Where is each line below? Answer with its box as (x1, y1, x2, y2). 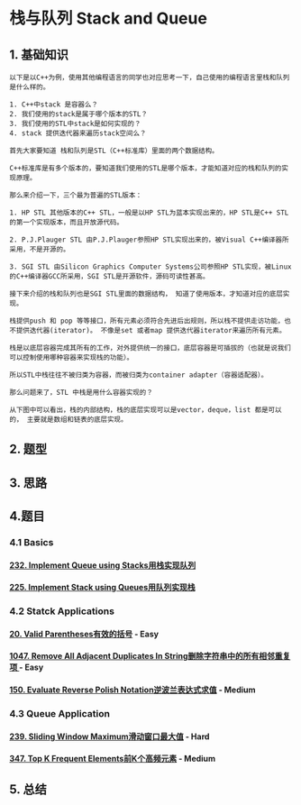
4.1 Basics (9, 536, 54, 549)
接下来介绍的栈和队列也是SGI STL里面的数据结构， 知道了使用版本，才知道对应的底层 (9, 289, 284, 298)
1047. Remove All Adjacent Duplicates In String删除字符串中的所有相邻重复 (9, 651, 291, 662)
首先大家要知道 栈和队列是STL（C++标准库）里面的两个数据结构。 (9, 146, 219, 155)
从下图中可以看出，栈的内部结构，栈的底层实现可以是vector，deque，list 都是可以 (9, 406, 282, 415)
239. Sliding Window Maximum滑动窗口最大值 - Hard (9, 731, 210, 742)
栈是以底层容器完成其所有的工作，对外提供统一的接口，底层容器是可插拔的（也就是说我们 (9, 343, 291, 352)
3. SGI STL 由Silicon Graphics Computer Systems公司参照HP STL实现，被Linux (9, 262, 292, 271)
